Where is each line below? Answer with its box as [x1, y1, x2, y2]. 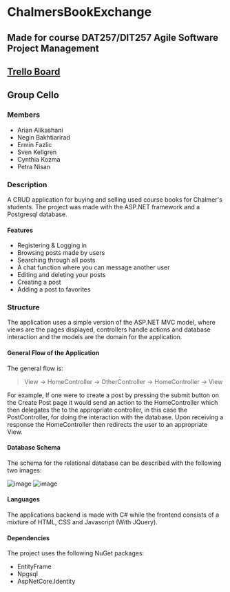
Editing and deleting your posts [17, 271, 106, 279]
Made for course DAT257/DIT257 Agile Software [7, 32, 219, 44]
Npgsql [17, 570, 38, 578]
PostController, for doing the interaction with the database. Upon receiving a [7, 412, 224, 421]
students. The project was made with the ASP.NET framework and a [7, 202, 200, 211]
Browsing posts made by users [17, 249, 105, 257]
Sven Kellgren [17, 148, 57, 156]
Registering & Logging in [17, 241, 87, 249]
